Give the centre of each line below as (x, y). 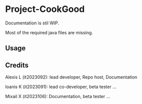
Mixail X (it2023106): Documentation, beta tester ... (58, 97)
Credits (17, 65)
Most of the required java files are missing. (49, 32)
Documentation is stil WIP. (32, 23)
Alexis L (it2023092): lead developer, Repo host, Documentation (71, 77)
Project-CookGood (45, 9)
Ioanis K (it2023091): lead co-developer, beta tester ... (61, 87)
